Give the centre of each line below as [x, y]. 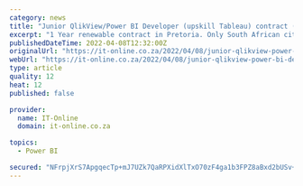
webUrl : [24, 60]
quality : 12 [32, 77]
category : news [38, 18]
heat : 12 [26, 85]
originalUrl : [34, 51]
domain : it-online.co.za [64, 126]
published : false [42, 93]
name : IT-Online [48, 118]
